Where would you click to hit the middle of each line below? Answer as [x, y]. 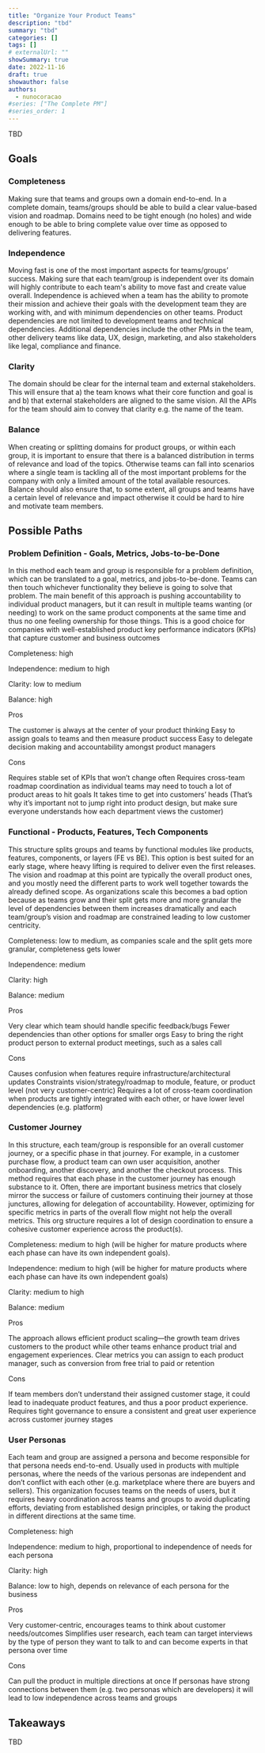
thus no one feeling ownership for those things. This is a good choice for [127, 621]
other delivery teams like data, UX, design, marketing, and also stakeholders [132, 337]
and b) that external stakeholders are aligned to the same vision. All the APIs [132, 400]
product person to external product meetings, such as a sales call [115, 1043]
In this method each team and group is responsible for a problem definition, [131, 571]
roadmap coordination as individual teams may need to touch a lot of [120, 787]
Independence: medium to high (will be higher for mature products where [128, 1268]
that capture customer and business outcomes [84, 638]
